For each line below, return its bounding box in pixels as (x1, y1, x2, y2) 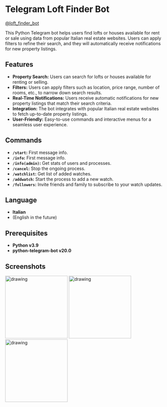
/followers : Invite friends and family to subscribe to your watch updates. (12, 181, 163, 187)
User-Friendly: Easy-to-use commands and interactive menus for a (12, 116, 151, 122)
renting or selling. (12, 79, 49, 85)
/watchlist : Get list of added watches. (12, 170, 92, 176)
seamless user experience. (12, 121, 68, 127)
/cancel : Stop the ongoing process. (12, 165, 86, 171)
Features (5, 60, 33, 69)
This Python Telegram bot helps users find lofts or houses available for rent (5, 30, 160, 36)
